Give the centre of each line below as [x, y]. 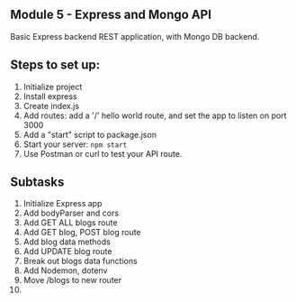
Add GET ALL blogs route [70, 223]
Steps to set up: [55, 65]
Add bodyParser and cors [71, 213]
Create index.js [51, 105]
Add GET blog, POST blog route [82, 233]
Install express [50, 96]
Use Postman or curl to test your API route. [103, 153]
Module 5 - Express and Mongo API [111, 15]
